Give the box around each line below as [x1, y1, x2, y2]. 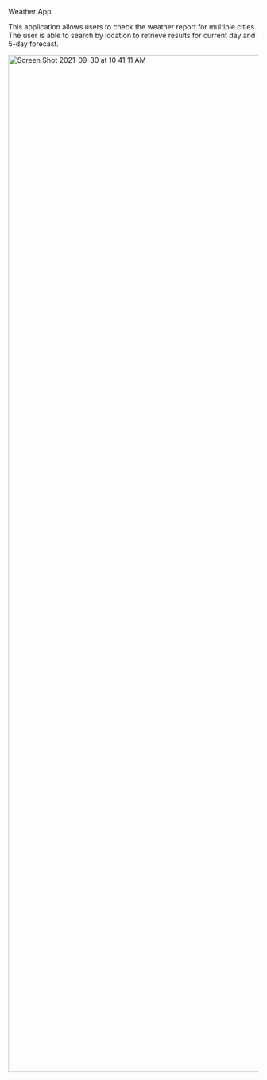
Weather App [8, 7, 52, 16]
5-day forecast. [8, 39, 60, 48]
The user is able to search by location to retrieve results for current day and [8, 31, 256, 40]
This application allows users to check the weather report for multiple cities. [8, 22, 257, 31]
